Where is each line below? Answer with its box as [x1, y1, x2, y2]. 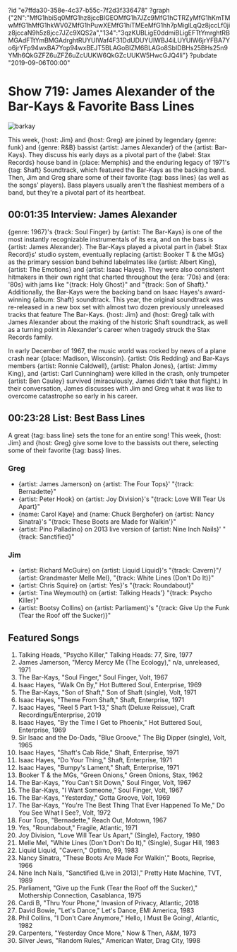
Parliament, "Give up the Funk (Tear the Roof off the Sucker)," [18, 883, 198, 892]
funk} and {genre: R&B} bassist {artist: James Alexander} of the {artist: [8, 143, 214, 151]
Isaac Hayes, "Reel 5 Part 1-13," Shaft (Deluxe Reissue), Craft [18, 703, 195, 711]
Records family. [8, 333, 54, 341]
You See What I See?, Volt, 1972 [18, 808, 111, 817]
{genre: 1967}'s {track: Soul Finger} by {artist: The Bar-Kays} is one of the [8, 227, 223, 236]
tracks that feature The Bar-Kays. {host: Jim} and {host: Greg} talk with [8, 310, 214, 319]
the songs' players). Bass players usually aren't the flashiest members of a [8, 180, 225, 189]
